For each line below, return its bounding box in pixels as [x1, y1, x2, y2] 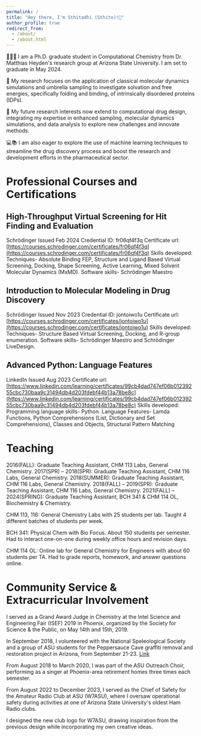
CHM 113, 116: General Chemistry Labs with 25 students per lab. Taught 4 [6, 511, 187, 518]
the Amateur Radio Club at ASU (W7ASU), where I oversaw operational [6, 692, 180, 699]
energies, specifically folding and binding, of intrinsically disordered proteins [6, 90, 195, 97]
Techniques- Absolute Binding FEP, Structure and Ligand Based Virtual [6, 256, 181, 263]
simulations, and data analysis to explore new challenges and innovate [6, 121, 180, 127]
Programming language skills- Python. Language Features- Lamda [6, 407, 170, 415]
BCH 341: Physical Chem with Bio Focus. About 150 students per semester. [6, 529, 191, 536]
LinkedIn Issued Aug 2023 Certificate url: [6, 376, 108, 383]
